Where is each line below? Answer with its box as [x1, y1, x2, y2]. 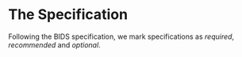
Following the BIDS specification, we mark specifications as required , [8, 32, 235, 41]
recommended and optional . [8, 40, 101, 49]
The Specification [8, 6, 129, 24]
